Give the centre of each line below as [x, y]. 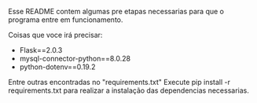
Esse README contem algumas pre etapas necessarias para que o [116, 11]
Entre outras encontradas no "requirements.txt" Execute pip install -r [119, 82]
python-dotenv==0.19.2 [57, 67]
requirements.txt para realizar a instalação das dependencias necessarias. [128, 90]
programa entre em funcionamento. [66, 20]
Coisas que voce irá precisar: [55, 35]
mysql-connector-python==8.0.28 [75, 59]
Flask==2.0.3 [41, 50]
